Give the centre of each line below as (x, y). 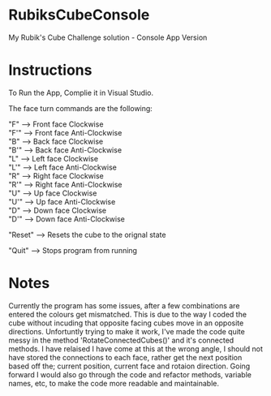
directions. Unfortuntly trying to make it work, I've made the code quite (127, 331)
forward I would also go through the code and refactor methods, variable (130, 374)
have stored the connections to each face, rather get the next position (125, 357)
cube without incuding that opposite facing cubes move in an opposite (126, 323)
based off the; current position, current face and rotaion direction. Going (129, 366)
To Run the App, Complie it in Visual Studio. (81, 93)
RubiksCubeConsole (79, 15)
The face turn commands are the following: (80, 108)
